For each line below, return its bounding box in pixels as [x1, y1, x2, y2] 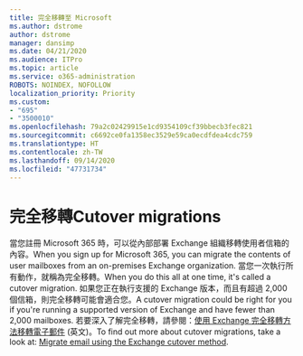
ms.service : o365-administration [9, 72, 136, 81]
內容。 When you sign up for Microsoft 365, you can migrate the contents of [9, 249, 291, 260]
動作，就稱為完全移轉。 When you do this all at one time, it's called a [16, 272, 271, 283]
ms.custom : [9, 97, 51, 107]
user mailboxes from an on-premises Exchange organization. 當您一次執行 [9, 260, 287, 271]
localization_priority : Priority [9, 89, 136, 98]
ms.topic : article [9, 64, 79, 73]
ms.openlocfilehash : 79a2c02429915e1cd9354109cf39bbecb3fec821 [9, 123, 253, 132]
